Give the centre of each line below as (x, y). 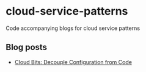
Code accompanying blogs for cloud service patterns (73, 28)
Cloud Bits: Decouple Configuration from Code (73, 62)
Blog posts (26, 47)
